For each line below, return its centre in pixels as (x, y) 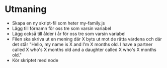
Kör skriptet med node (35, 60)
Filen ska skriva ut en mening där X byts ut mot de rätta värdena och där (87, 39)
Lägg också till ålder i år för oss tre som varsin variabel (69, 33)
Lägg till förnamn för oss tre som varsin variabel (62, 28)
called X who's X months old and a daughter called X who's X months (84, 49)
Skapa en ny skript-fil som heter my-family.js (58, 23)
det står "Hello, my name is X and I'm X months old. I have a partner (82, 44)
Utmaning (26, 9)
